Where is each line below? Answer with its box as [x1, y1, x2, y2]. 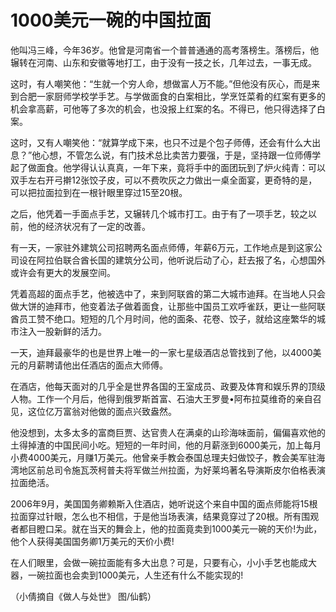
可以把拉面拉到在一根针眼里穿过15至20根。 [10, 186, 188, 198]
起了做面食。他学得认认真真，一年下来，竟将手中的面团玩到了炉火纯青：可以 [10, 161, 326, 173]
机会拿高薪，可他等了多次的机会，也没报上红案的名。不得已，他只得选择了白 [10, 102, 326, 115]
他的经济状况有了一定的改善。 [27, 220, 151, 232]
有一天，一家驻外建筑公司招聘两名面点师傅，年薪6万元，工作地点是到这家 [10, 241, 314, 253]
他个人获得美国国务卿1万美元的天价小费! [10, 535, 175, 547]
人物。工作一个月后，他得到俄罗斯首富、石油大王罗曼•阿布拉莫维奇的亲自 [10, 392, 313, 405]
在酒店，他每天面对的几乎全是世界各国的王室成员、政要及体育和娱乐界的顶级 [10, 380, 326, 392]
